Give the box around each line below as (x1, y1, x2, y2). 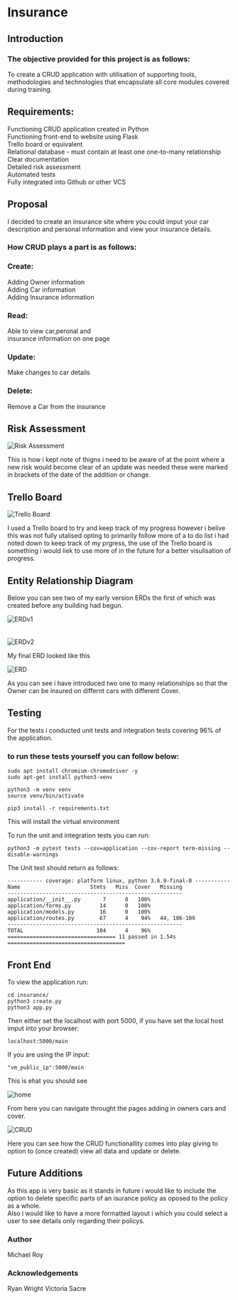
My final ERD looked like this (7, 652, 91, 660)
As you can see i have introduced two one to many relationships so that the (7, 679, 228, 687)
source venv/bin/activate (7, 793, 84, 800)
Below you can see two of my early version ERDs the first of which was (7, 593, 216, 602)
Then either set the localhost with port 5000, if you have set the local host (7, 1016, 224, 1025)
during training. (7, 85, 53, 93)
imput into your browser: (7, 1024, 80, 1032)
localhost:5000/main (7, 1037, 69, 1045)
